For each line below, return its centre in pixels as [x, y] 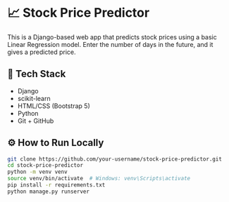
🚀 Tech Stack [37, 74]
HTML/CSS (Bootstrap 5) [54, 106]
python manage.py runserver [49, 191]
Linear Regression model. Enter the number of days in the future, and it [110, 44]
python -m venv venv [38, 172]
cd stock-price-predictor [45, 166]
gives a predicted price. [42, 52]
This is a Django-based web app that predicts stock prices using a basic [112, 37]
